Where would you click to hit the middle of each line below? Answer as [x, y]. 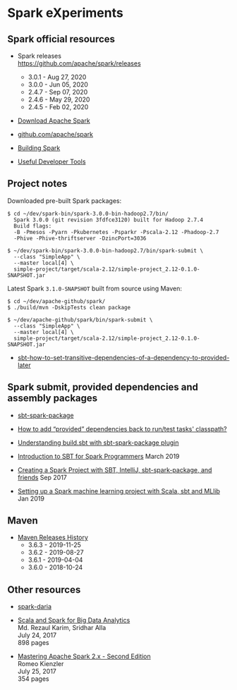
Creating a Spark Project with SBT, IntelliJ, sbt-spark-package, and [115, 469]
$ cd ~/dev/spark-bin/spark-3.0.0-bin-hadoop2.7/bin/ [88, 214]
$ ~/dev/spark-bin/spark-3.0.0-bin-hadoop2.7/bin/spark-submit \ [105, 251]
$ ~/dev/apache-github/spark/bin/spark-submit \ [80, 320]
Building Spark [39, 148]
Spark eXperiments [65, 13]
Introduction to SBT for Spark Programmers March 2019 [98, 456]
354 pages [33, 679]
